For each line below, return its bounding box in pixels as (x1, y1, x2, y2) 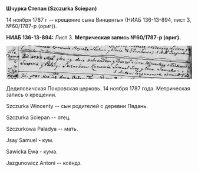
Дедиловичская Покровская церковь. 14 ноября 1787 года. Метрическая (6, 85, 190, 92)
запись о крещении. (6, 91, 57, 98)
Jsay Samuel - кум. (6, 136, 54, 143)
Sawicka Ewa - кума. (6, 148, 58, 155)
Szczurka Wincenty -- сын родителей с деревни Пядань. (6, 102, 148, 109)
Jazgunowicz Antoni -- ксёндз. (6, 159, 82, 166)
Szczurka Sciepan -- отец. (6, 114, 71, 121)
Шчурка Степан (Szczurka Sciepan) (6, 5, 97, 12)
